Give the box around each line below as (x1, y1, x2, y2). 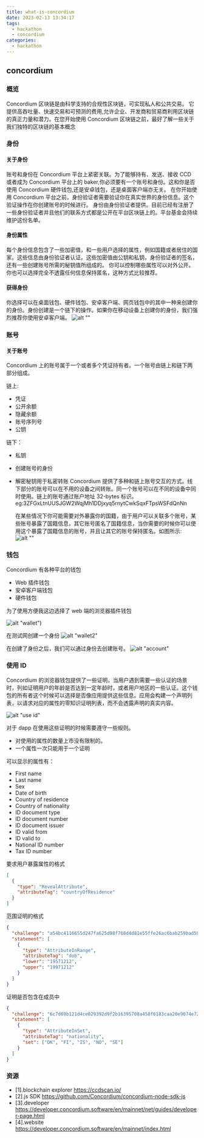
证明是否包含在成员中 (6, 993, 59, 1000)
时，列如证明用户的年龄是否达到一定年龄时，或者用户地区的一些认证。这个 (6, 684, 192, 691)
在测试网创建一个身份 (6, 632, 59, 639)
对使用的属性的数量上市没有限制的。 (15, 737, 106, 744)
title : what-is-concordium (6, 9, 75, 15)
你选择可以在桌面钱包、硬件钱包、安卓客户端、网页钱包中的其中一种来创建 (6, 299, 192, 306)
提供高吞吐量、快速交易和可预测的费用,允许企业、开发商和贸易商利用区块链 (6, 107, 194, 115)
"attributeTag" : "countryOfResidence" (17, 889, 115, 895)
